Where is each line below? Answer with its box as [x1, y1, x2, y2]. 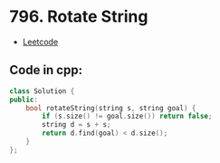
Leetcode [22, 36, 59, 47]
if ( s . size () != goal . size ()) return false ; [42, 111, 213, 121]
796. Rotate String [9, 6, 148, 27]
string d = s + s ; [42, 120, 111, 129]
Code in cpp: [9, 62, 83, 78]
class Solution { [9, 86, 75, 96]
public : [9, 95, 39, 104]
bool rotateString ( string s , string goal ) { [25, 103, 196, 112]
